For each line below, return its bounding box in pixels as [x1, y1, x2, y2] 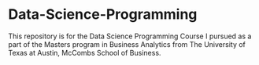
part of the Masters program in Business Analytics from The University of [8, 39, 246, 49]
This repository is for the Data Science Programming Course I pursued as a [8, 31, 252, 41]
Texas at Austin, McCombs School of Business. [8, 48, 161, 57]
